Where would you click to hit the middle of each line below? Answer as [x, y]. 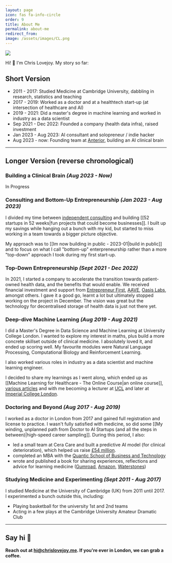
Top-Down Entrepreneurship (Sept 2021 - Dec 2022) [72, 268]
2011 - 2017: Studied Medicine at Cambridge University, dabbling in [83, 91]
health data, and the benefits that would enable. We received [85, 284]
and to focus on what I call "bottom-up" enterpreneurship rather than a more [86, 249]
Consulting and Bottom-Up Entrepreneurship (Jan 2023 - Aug [84, 200]
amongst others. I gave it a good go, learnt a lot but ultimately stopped [79, 295]
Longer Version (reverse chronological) [70, 161]
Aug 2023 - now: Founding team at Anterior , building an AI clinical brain [88, 140]
